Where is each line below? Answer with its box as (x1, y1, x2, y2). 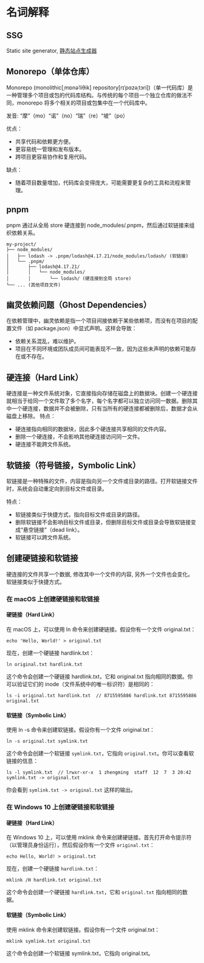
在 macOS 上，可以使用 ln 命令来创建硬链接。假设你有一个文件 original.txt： (6, 626, 196, 633)
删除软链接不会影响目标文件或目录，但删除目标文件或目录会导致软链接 (15, 518, 191, 526)
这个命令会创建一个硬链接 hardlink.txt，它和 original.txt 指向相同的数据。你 (6, 673, 193, 680)
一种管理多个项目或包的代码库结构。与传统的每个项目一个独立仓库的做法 (6, 91, 187, 99)
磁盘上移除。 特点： (6, 412, 56, 420)
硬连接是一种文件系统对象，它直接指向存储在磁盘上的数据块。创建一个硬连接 (6, 390, 198, 397)
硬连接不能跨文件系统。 (15, 440, 74, 448)
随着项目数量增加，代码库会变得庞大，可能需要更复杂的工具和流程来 (15, 179, 186, 186)
